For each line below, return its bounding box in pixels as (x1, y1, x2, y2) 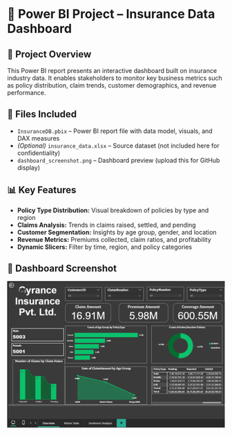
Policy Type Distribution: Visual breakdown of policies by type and (17, 206, 209, 214)
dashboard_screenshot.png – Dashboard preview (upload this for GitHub (17, 156, 220, 164)
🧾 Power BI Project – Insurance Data (7, 6, 215, 22)
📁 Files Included (7, 108, 77, 120)
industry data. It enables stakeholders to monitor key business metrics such (7, 74, 222, 82)
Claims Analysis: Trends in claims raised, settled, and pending (17, 221, 196, 229)
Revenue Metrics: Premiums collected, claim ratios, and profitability (17, 235, 212, 243)
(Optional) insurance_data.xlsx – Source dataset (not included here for (17, 141, 220, 150)
